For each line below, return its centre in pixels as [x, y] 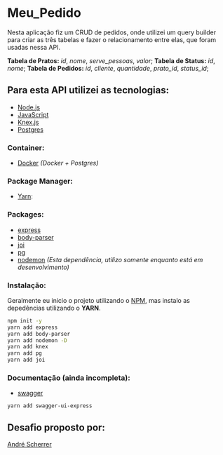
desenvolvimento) [43, 267]
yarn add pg [25, 353]
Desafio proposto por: [56, 427]
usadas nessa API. [34, 47]
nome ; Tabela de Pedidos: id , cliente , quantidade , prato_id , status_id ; [108, 68]
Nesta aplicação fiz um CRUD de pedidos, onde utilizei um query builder [112, 32]
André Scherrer [30, 444]
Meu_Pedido [45, 13]
